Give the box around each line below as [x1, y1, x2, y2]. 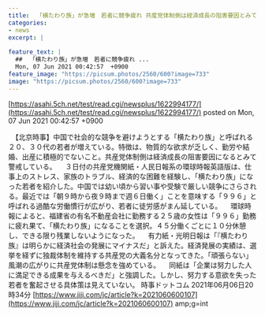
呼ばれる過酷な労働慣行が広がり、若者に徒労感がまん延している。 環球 [8, 201, 244, 210]
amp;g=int [174, 299, 209, 308]
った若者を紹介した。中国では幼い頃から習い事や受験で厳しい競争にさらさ [8, 181, 250, 191]
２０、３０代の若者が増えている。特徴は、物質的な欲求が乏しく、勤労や [8, 142, 243, 151]
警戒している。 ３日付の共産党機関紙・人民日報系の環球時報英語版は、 [8, 162, 245, 171]
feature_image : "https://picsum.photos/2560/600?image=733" [8, 70, 211, 78]
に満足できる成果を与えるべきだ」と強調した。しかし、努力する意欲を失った [8, 270, 257, 280]
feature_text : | [8, 48, 62, 56]
